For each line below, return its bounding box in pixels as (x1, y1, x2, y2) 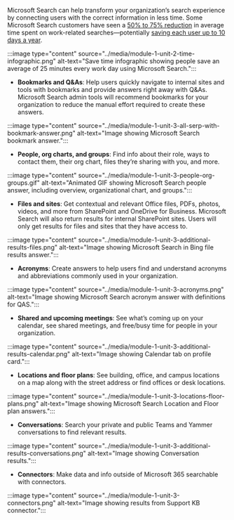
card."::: (7, 358, 30, 365)
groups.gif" (7, 178, 40, 187)
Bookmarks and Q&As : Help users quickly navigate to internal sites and (17, 78, 225, 86)
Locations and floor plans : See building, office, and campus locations (17, 371, 220, 379)
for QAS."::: (7, 300, 40, 308)
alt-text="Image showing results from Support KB (57, 499, 200, 507)
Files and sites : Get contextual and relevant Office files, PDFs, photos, (17, 200, 221, 208)
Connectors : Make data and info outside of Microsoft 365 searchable (17, 470, 219, 479)
